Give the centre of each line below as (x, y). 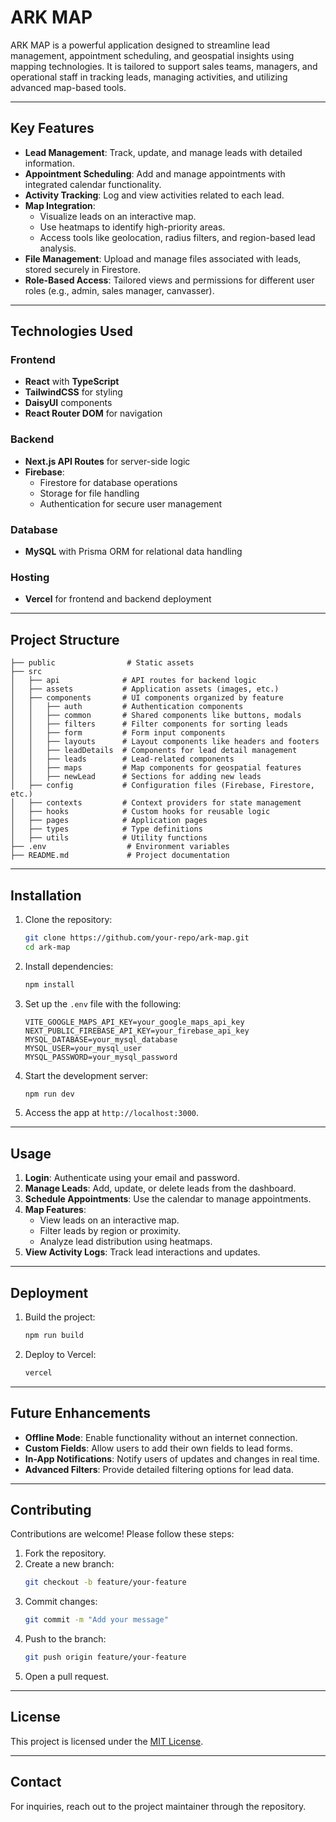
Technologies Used (71, 331)
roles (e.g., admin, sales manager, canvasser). (119, 290)
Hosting (30, 577)
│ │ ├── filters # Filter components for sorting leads (149, 724)
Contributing (51, 1510)
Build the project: (60, 1317)
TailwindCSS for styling (73, 392)
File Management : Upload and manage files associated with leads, (163, 258)
